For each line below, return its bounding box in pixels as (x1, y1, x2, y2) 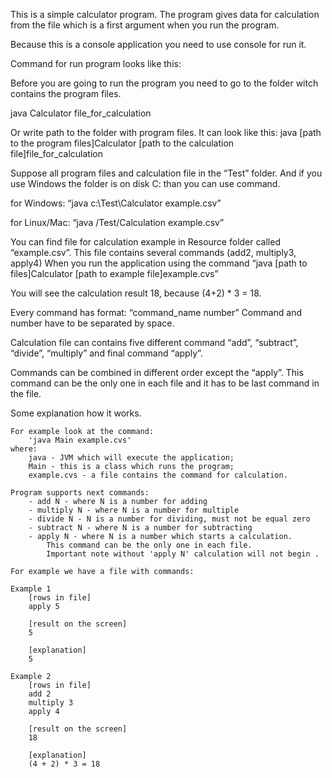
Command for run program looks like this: (10, 58, 182, 69)
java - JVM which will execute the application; (28, 453, 235, 463)
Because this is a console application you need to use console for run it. (10, 39, 307, 50)
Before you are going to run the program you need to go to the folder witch (10, 77, 319, 89)
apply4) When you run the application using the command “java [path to (10, 257, 308, 269)
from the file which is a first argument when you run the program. (10, 19, 280, 31)
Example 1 (10, 584, 52, 594)
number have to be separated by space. (10, 317, 175, 329)
